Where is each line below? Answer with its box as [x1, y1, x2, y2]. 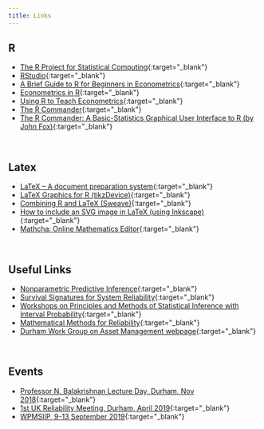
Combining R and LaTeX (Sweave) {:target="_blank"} [19, 199, 191, 209]
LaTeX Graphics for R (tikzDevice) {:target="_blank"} [19, 190, 191, 200]
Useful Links [8, 263, 72, 276]
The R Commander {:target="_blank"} [19, 105, 142, 114]
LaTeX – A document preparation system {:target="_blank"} [19, 181, 214, 192]
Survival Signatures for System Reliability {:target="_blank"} [19, 292, 215, 302]
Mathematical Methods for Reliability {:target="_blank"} [19, 318, 200, 328]
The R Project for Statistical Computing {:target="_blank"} [19, 62, 208, 72]
